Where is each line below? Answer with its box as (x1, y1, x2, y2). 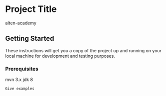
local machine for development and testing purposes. (5, 53, 115, 59)
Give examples (5, 86, 35, 92)
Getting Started (5, 34, 54, 43)
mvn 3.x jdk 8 (5, 77, 33, 83)
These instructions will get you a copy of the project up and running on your (5, 47, 161, 53)
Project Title (5, 3, 57, 15)
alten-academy (5, 20, 36, 26)
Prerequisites (5, 65, 38, 72)
